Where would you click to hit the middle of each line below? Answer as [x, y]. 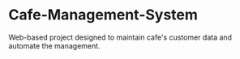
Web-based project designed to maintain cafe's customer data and [120, 37]
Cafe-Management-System [103, 15]
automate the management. [54, 45]
